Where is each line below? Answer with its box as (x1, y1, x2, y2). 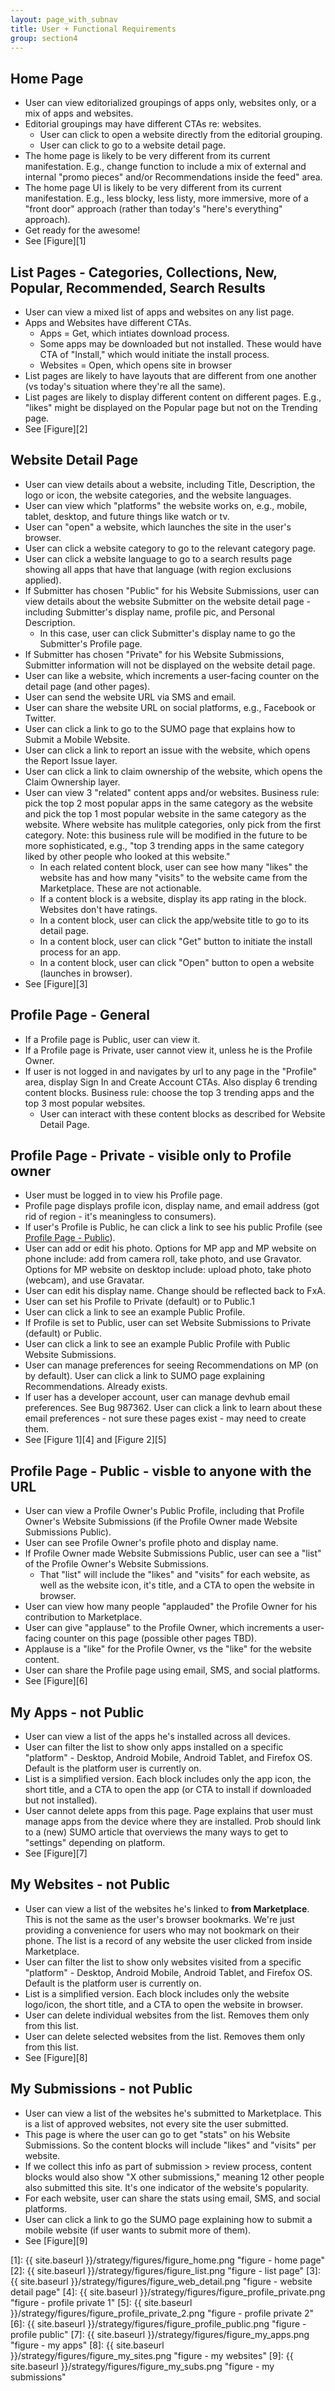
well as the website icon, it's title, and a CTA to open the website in (39, 1579, 315, 1591)
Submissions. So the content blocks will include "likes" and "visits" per (24, 2139, 317, 2151)
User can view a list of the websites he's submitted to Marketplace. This (24, 2107, 322, 2119)
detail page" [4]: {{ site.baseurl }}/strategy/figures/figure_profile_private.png (10, 2286, 326, 2298)
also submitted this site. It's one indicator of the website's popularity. (24, 2181, 309, 2193)
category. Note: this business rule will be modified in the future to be (24, 829, 308, 841)
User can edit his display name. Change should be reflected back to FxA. (24, 1285, 326, 1297)
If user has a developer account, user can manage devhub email (24, 1391, 290, 1403)
